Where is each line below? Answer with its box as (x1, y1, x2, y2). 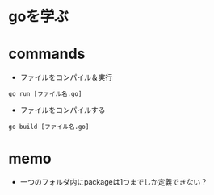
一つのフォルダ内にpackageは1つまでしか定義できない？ (19, 177, 208, 187)
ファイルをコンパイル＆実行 (19, 73, 113, 82)
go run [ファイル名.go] (8, 90, 82, 98)
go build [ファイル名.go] (8, 122, 90, 131)
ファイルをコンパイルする (19, 106, 106, 115)
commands (8, 45, 86, 63)
